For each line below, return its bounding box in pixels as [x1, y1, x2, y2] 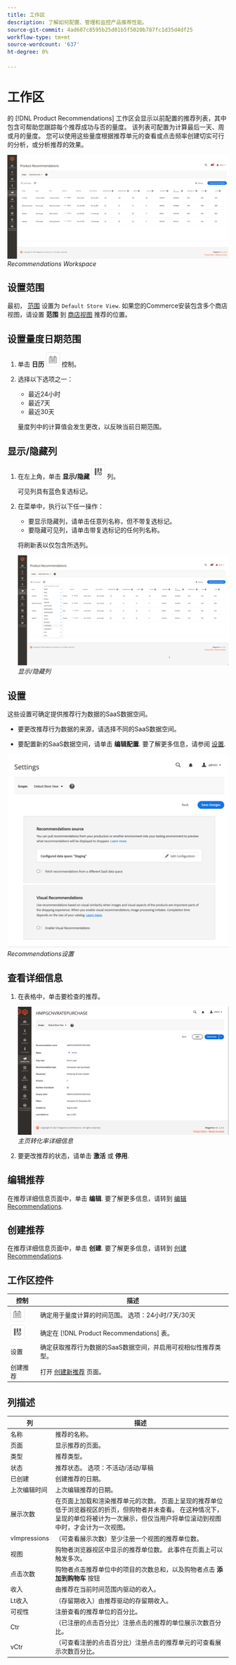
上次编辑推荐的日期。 [55, 1485, 117, 1494]
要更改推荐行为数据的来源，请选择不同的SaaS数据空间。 [17, 725, 181, 734]
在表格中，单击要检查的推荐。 [17, 992, 104, 1000]
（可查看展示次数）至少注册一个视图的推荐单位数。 [55, 1534, 203, 1543]
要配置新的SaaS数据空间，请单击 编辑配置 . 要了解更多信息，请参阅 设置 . [17, 740, 226, 748]
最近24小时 [27, 390, 61, 398]
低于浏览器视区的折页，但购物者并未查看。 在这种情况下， [55, 1505, 223, 1514]
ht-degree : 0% [7, 49, 49, 56]
